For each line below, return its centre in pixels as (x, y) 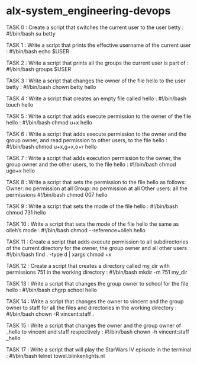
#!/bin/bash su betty (31, 33)
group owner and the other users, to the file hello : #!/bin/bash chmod (91, 164)
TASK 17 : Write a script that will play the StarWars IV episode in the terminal (99, 349)
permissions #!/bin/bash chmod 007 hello (57, 194)
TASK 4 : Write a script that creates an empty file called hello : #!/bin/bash (96, 98)
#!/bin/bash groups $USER (39, 69)
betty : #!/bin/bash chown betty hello (51, 87)
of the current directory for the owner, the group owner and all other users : (98, 248)
